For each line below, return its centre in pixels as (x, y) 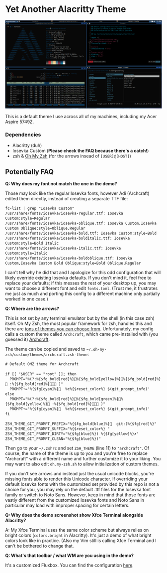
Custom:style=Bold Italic (32, 243)
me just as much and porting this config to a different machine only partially (83, 294)
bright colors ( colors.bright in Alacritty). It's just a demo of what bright (78, 535)
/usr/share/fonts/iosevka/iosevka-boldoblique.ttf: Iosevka (69, 258)
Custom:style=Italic (27, 253)
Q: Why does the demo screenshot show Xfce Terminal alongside (74, 515)
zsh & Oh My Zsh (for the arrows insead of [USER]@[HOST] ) (72, 156)
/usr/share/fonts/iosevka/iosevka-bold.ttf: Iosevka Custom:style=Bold (81, 233)
